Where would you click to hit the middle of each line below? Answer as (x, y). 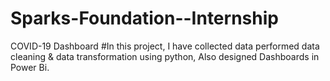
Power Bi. (30, 67)
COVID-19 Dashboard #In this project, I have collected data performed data (165, 46)
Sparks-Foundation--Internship (144, 18)
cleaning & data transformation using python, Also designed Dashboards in (165, 56)
